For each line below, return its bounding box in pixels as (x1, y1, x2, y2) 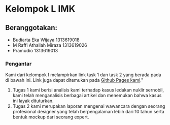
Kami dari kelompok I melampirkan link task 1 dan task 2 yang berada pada (5, 72, 161, 78)
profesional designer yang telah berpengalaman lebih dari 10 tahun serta (12, 109, 165, 115)
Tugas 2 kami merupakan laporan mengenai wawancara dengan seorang (12, 103, 165, 109)
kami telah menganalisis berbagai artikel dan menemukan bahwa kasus (12, 92, 162, 99)
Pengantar (5, 60, 32, 67)
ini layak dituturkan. (12, 98, 54, 104)
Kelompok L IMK (5, 3, 76, 15)
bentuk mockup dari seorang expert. (12, 114, 89, 120)
